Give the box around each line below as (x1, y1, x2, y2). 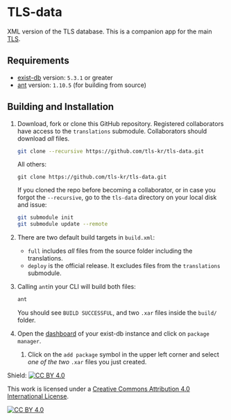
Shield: (7, 371, 27, 380)
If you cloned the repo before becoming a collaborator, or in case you (17, 186, 216, 194)
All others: (17, 160, 47, 169)
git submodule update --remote (17, 221, 108, 228)
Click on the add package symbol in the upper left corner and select (27, 350, 220, 359)
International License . (7, 392, 69, 400)
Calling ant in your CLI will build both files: (17, 283, 137, 291)
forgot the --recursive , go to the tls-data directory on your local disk (17, 193, 217, 202)
